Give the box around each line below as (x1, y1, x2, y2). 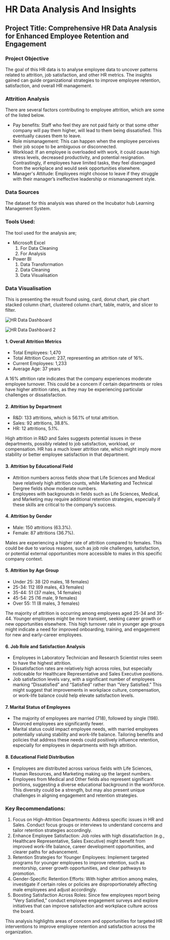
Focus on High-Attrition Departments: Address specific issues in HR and (12, 816, 164, 822)
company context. (5, 556, 43, 562)
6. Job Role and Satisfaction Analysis (5, 643, 85, 650)
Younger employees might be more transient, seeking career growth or (13, 615, 161, 622)
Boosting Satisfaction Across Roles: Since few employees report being (12, 892, 160, 898)
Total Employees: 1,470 (12, 349, 61, 356)
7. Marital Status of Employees (5, 704, 71, 710)
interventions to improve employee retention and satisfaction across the (5, 923, 156, 929)
